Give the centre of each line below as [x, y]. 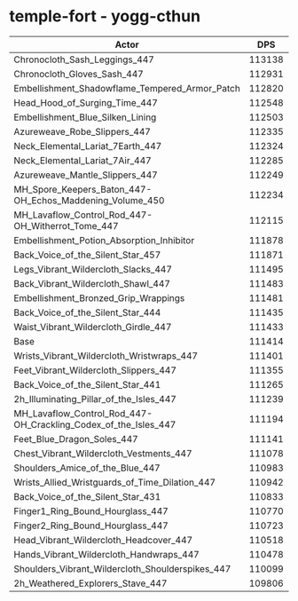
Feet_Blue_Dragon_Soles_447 [76, 439]
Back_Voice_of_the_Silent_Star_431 [87, 496]
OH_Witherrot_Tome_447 [66, 225]
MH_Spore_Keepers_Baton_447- [83, 189]
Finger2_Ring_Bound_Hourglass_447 [91, 526]
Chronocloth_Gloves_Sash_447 [78, 74]
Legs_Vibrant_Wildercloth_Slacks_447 [93, 269]
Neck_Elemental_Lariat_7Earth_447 [88, 146]
